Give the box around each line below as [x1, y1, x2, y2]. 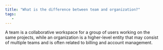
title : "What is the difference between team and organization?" [5, 7, 140, 12]
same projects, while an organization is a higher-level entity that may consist [5, 34, 159, 40]
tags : [5, 12, 16, 17]
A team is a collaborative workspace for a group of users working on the [5, 30, 150, 35]
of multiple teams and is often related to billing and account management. [5, 40, 153, 46]
